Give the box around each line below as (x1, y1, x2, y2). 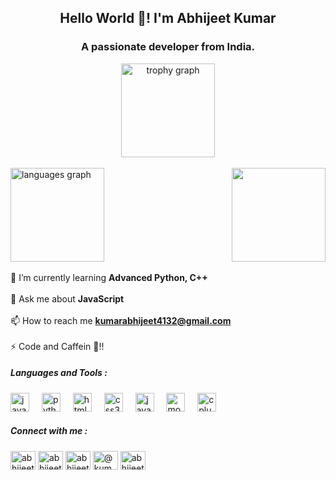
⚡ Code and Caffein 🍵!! (10, 340, 105, 352)
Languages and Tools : (10, 367, 108, 379)
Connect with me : (10, 425, 88, 437)
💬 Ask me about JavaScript (10, 292, 125, 305)
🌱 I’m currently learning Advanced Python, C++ (10, 271, 208, 283)
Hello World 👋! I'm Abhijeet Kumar (59, 10, 277, 27)
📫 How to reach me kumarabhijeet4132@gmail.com (10, 314, 232, 326)
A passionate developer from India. (80, 40, 256, 54)
